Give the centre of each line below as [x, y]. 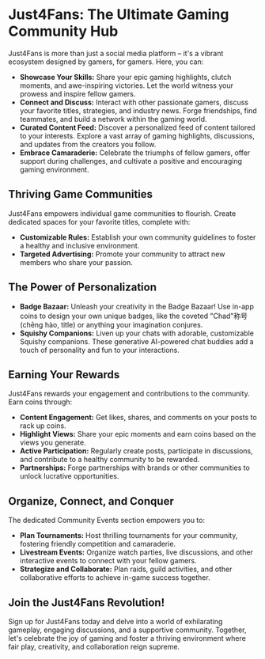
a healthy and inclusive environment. [79, 245]
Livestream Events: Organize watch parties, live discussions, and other [136, 552]
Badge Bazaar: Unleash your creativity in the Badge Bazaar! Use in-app [137, 306]
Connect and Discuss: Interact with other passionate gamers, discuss [134, 102]
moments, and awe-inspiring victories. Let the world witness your [126, 85]
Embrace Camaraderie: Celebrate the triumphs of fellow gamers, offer [135, 153]
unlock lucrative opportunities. [69, 476]
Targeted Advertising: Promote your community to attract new [122, 254]
